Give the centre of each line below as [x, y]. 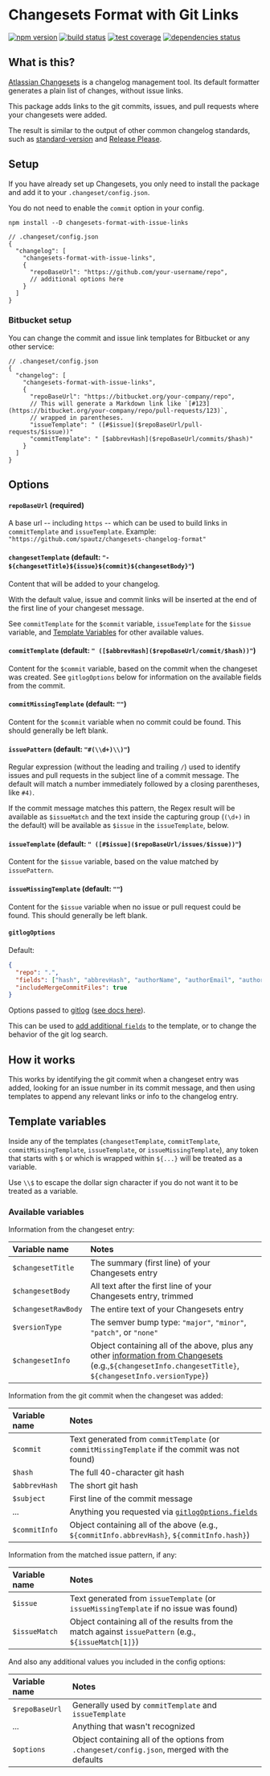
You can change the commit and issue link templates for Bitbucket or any [129, 338]
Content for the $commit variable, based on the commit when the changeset [133, 668]
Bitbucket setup [40, 320]
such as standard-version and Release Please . [85, 139]
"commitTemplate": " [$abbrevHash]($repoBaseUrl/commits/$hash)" [141, 439]
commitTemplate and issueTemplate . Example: [82, 532]
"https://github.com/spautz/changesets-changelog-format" [107, 539]
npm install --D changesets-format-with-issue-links [98, 223]
